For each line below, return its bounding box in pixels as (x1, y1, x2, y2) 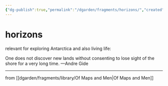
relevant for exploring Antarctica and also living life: (5, 45, 111, 51)
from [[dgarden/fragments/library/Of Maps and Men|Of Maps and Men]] (5, 74, 154, 80)
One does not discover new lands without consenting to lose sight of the (5, 55, 155, 61)
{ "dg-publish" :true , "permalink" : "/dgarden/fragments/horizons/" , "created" (5, 7, 164, 12)
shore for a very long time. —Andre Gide (5, 60, 88, 66)
